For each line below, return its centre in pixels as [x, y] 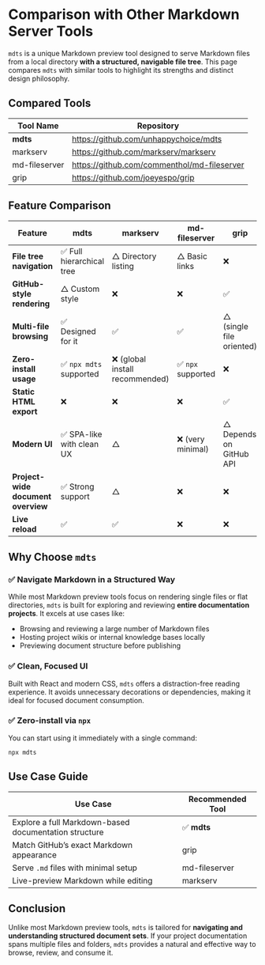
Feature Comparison [60, 206]
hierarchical [82, 261]
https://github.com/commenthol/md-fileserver [158, 165]
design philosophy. [39, 78]
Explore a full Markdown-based [71, 822]
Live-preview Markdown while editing [82, 880]
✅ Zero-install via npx [50, 721]
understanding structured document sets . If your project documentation [128, 936]
